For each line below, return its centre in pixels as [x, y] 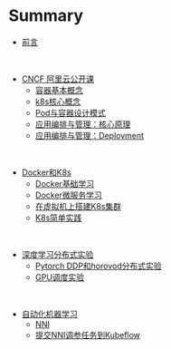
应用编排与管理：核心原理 [83, 124]
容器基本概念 [59, 90]
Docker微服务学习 [68, 195]
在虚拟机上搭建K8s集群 [78, 206]
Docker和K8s [46, 172]
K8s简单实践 [58, 218]
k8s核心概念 [58, 102]
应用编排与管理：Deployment [90, 135]
